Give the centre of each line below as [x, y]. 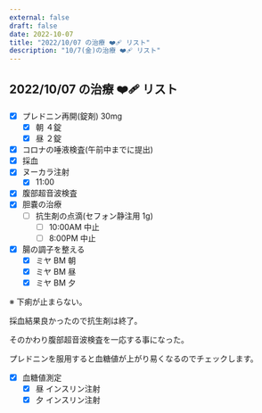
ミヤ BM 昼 [56, 271]
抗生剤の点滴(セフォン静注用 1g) [94, 216]
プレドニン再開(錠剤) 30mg [72, 116]
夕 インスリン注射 [68, 400]
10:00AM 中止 [74, 227]
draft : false [33, 26]
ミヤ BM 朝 [56, 260]
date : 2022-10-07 [41, 34]
